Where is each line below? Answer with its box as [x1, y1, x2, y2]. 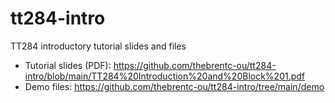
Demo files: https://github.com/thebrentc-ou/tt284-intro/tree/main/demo [24, 80, 325, 92]
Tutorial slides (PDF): [24, 59, 112, 71]
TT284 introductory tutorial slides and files [10, 40, 187, 52]
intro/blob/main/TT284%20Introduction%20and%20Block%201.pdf [24, 70, 306, 82]
